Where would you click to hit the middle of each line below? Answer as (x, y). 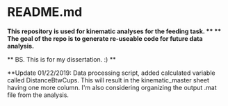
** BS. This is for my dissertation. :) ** (62, 59)
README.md (45, 12)
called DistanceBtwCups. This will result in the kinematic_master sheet (108, 80)
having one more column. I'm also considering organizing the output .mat (112, 87)
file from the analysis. (38, 95)
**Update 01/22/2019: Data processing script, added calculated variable (111, 73)
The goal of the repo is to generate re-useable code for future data (105, 38)
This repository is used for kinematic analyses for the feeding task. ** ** (114, 31)
